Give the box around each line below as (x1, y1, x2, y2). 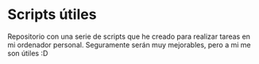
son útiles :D (7, 48, 48, 58)
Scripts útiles (7, 6, 97, 24)
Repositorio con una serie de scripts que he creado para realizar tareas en (7, 32, 251, 41)
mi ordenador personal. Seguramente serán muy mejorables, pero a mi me (7, 40, 251, 49)
